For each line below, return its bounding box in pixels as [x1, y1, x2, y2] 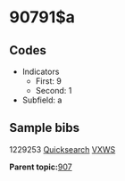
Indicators [21, 66, 60, 77]
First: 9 [35, 76, 62, 86]
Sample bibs [9, 120, 80, 136]
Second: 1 [35, 86, 72, 95]
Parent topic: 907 [9, 161, 73, 172]
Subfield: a [21, 95, 62, 105]
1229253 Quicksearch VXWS [9, 144, 116, 154]
